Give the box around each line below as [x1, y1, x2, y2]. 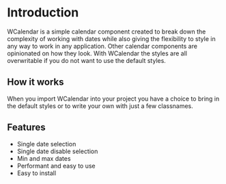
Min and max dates [16, 154, 71, 162]
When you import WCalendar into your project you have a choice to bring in [7, 94, 220, 103]
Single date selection [16, 140, 76, 148]
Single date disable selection [16, 147, 98, 155]
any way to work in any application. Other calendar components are [7, 42, 198, 50]
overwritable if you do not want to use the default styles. [7, 56, 166, 64]
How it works [7, 77, 64, 88]
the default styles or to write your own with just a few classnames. [7, 101, 193, 110]
